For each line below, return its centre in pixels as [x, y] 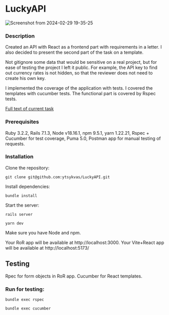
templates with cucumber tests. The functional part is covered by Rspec [80, 94]
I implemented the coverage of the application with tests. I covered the [79, 88]
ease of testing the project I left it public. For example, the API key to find [81, 68]
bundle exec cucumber [28, 308]
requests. [15, 144]
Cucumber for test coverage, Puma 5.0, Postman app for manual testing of [83, 138]
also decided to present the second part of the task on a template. [74, 52]
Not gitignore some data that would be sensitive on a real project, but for [81, 62]
